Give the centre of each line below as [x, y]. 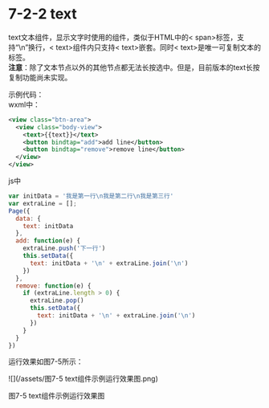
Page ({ [19, 211]
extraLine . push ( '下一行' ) [64, 249]
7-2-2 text [43, 14]
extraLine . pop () [57, 301]
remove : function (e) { [53, 286]
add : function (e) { [48, 241]
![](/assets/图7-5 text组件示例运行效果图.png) [84, 379]
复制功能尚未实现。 [40, 77]
